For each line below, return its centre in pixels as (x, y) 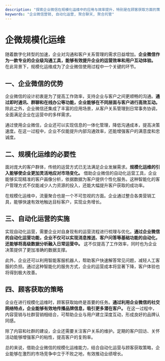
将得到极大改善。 (22, 272)
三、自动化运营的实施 (37, 219)
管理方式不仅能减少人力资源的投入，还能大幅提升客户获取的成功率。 (78, 185)
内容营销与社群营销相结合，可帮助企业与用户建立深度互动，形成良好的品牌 (80, 314)
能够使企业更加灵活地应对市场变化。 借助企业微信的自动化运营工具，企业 (83, 173)
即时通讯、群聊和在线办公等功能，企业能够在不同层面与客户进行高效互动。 (84, 102)
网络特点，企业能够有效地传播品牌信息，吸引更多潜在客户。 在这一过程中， (81, 308)
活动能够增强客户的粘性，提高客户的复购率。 (50, 337)
